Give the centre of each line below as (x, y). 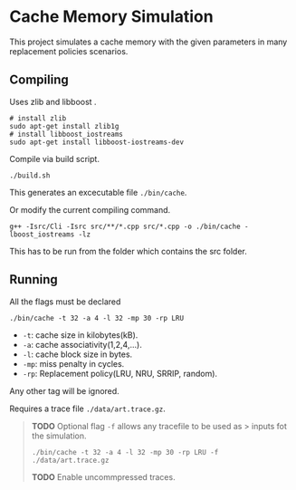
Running (34, 279)
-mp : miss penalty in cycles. (73, 363)
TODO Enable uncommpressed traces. (103, 476)
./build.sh (30, 175)
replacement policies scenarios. (69, 51)
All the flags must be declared (65, 302)
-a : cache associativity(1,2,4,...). (82, 344)
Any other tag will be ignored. (64, 390)
